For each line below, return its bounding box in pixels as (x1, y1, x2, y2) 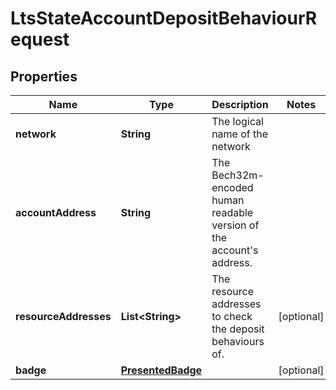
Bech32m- (211, 168, 265, 182)
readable (211, 206, 254, 219)
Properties (10, 68, 78, 85)
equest (10, 28, 70, 51)
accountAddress (15, 206, 97, 219)
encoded (211, 181, 254, 194)
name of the (211, 127, 269, 141)
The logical (211, 115, 264, 128)
